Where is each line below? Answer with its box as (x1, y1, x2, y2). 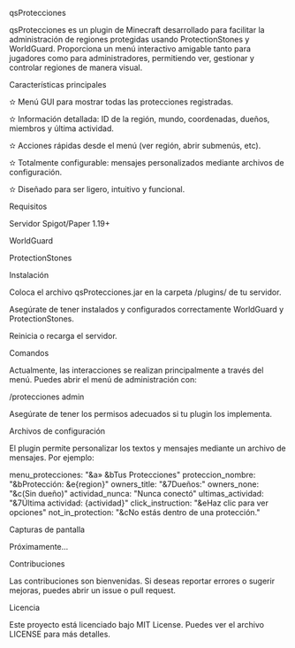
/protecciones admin (9, 391, 85, 402)
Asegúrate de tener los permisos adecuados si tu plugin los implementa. (9, 409, 272, 419)
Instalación (9, 270, 49, 280)
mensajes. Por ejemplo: (9, 452, 95, 463)
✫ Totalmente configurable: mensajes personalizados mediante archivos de (9, 158, 284, 167)
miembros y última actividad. (9, 123, 115, 134)
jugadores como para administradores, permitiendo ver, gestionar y (9, 53, 254, 63)
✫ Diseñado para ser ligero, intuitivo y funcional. (9, 184, 185, 194)
